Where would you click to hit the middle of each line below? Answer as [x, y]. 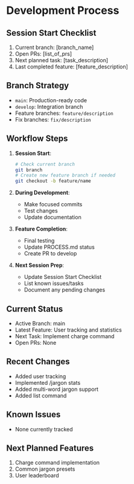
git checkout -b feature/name [53, 181]
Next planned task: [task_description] [62, 60]
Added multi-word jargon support [56, 389]
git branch [29, 170]
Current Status [35, 309]
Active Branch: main [40, 323]
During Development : [42, 193]
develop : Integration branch [49, 106]
